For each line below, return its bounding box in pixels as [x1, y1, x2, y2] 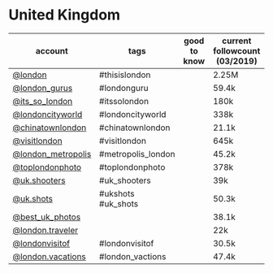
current [222, 35, 252, 46]
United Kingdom [8, 6, 120, 24]
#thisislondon [98, 69, 151, 80]
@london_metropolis [12, 148, 92, 159]
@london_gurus [12, 82, 73, 93]
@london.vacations [12, 250, 87, 262]
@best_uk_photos [12, 211, 81, 223]
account [35, 45, 69, 56]
